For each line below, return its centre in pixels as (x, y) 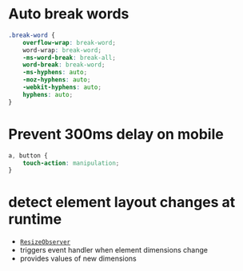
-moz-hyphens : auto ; (57, 80)
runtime (35, 219)
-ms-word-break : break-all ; (69, 58)
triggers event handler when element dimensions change (114, 250)
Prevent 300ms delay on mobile (116, 134)
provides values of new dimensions (78, 259)
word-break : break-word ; (64, 65)
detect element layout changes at (122, 203)
